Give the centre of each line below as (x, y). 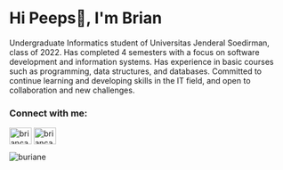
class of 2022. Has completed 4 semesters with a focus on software (134, 52)
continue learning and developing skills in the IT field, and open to (130, 80)
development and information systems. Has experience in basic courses (141, 61)
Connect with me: (49, 113)
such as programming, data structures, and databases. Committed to (136, 71)
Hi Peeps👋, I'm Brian (86, 18)
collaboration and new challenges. (72, 90)
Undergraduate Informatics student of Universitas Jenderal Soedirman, (139, 43)
